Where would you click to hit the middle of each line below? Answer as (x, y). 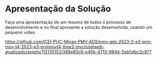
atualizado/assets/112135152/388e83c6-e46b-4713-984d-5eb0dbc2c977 (78, 52)
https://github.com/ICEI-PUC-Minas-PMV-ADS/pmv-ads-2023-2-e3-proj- (78, 41)
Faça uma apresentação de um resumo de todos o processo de (68, 22)
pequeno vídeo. (21, 32)
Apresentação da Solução (58, 9)
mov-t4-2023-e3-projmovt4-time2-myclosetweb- (55, 47)
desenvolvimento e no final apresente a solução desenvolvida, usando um (79, 27)
